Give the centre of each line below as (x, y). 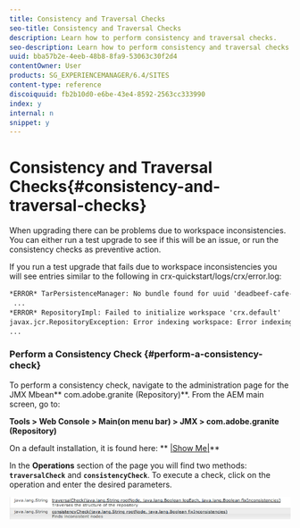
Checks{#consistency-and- (115, 187)
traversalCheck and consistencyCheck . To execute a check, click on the (140, 474)
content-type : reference (55, 85)
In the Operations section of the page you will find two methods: (128, 465)
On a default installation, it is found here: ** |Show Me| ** (115, 448)
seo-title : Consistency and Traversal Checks (95, 28)
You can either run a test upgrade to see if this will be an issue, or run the (144, 240)
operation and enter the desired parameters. (91, 484)
